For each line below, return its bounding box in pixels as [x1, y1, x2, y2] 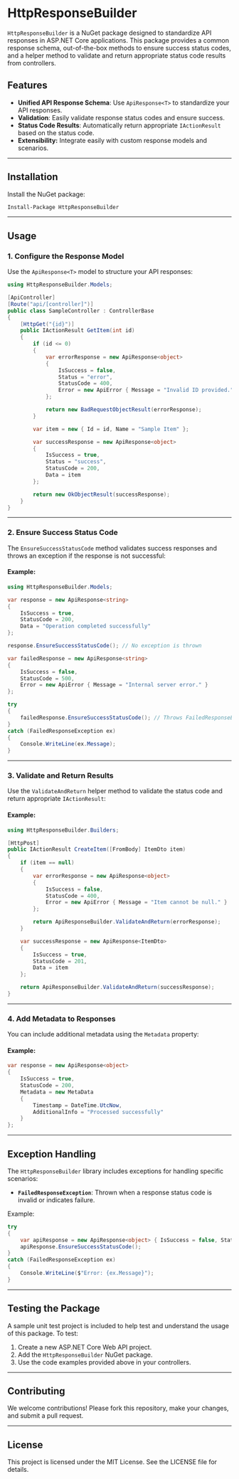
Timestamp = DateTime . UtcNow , [33, 1101, 122, 1109]
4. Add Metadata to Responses [7, 1014, 116, 1024]
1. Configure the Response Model [7, 251, 124, 261]
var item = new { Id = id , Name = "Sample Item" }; [33, 425, 190, 433]
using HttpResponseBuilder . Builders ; [7, 827, 119, 834]
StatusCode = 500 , [20, 674, 75, 682]
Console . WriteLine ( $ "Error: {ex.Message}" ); [20, 1270, 154, 1277]
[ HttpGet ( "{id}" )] [20, 320, 75, 328]
